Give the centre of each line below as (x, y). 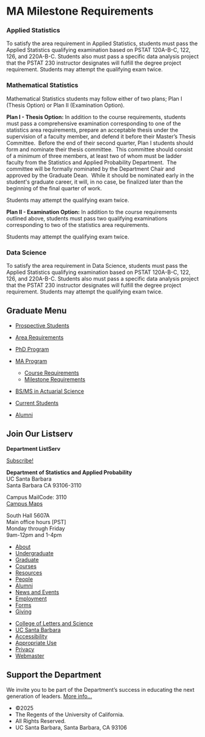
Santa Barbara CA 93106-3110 (44, 485)
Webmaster (30, 656)
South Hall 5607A (28, 515)
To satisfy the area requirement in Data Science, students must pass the (97, 266)
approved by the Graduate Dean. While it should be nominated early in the (100, 175)
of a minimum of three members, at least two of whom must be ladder (94, 156)
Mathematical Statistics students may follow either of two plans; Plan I (94, 98)
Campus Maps (24, 503)
